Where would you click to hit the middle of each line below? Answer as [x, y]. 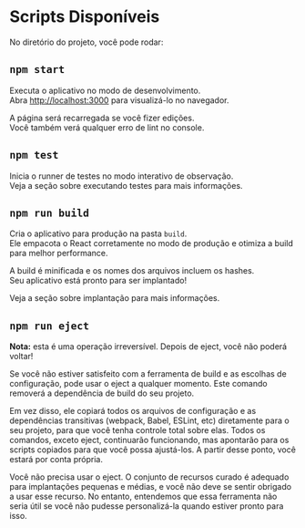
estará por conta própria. [56, 460]
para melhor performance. [59, 254]
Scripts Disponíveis [85, 17]
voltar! [21, 357]
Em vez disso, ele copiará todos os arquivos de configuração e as [133, 411]
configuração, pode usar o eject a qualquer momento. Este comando [138, 384]
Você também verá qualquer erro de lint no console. [107, 127]
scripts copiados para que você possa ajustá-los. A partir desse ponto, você [152, 450]
